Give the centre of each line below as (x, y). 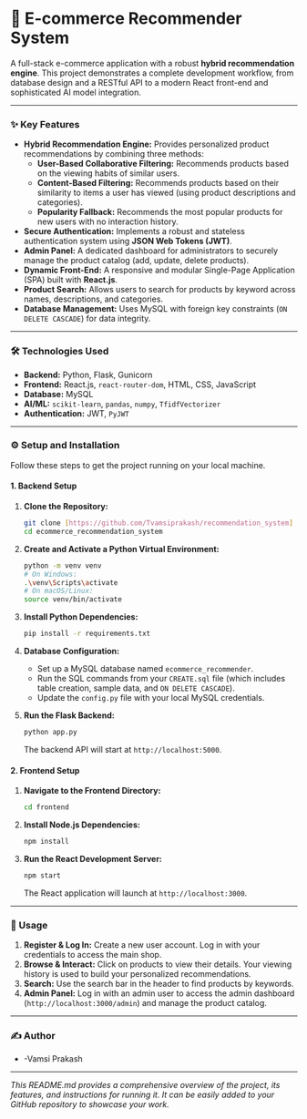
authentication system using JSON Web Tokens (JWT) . (128, 241)
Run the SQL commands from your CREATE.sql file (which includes (161, 679)
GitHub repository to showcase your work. (90, 1104)
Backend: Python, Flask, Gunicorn (88, 375)
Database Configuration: (72, 652)
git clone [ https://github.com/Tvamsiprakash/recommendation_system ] (159, 523)
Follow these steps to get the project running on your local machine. (138, 465)
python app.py (50, 733)
